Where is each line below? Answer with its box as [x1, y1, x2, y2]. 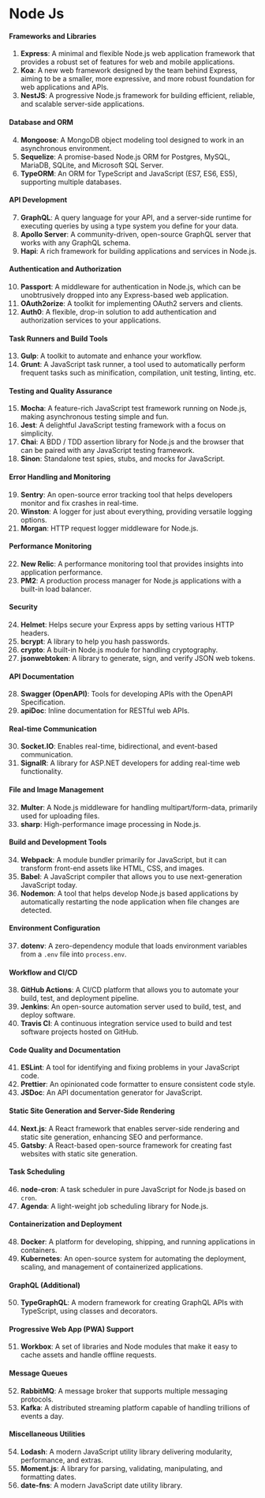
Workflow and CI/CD [9, 968, 78, 977]
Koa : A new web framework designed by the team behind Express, [20, 66, 238, 75]
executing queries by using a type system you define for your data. [20, 221, 239, 230]
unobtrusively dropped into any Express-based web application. [20, 290, 230, 300]
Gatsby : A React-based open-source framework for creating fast [20, 1140, 232, 1150]
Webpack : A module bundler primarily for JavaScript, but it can [20, 855, 227, 864]
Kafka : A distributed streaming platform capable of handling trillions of [20, 1402, 251, 1412]
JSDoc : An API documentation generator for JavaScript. [20, 1088, 203, 1097]
